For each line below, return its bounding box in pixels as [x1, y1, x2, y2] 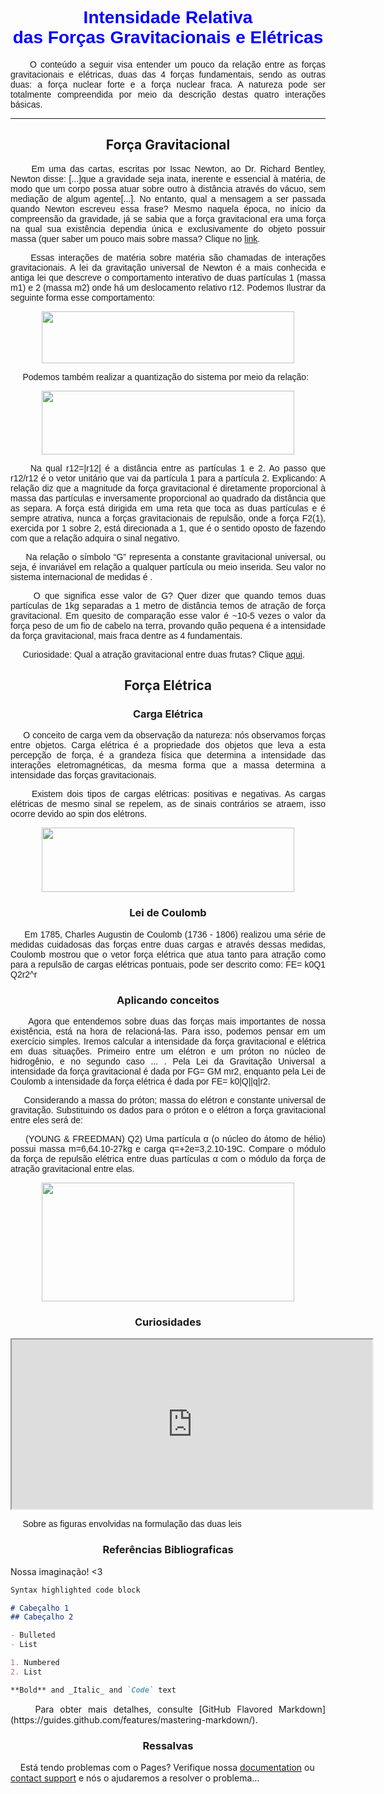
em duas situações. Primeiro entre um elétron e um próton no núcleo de [10, 1046, 326, 1057]
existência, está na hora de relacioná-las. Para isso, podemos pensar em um [10, 1026, 326, 1037]
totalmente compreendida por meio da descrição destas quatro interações [10, 88, 326, 100]
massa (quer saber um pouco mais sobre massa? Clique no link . [10, 233, 261, 244]
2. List [10, 1667, 43, 1677]
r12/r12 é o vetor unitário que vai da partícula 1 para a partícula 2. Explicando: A [10, 472, 326, 484]
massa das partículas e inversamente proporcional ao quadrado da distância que [10, 492, 326, 504]
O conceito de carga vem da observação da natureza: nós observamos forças [23, 730, 326, 741]
